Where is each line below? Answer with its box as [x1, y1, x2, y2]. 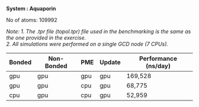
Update [99, 59, 121, 66]
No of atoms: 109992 [6, 17, 57, 23]
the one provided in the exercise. [6, 34, 86, 41]
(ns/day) [146, 62, 171, 70]
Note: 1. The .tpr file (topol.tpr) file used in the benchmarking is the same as [6, 28, 191, 35]
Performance [139, 54, 178, 63]
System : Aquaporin [6, 5, 56, 12]
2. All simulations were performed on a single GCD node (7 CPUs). [6, 41, 169, 47]
